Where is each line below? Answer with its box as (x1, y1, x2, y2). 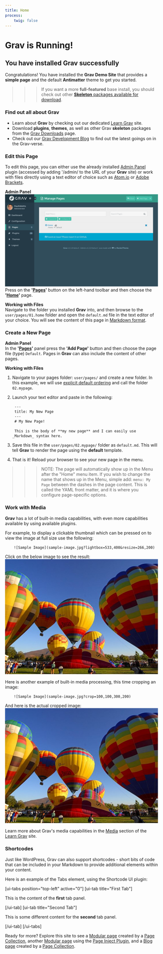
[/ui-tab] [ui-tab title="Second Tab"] (5, 904, 77, 910)
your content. (5, 866, 32, 873)
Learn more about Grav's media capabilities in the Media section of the (5, 828, 147, 834)
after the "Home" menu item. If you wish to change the (41, 471, 150, 477)
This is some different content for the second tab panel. (5, 914, 117, 919)
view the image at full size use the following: (5, 535, 94, 541)
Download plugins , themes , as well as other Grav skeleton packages (12, 125, 151, 131)
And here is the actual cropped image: (5, 702, 81, 708)
